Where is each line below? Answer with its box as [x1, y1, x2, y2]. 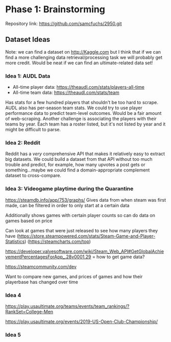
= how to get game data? [92, 254, 145, 260]
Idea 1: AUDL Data [5, 72, 51, 80]
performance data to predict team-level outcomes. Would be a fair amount [5, 110, 162, 116]
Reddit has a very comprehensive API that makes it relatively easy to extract [5, 151, 165, 157]
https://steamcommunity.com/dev [5, 263, 77, 270]
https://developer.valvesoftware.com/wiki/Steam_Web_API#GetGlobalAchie [5, 248, 164, 254]
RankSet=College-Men [5, 308, 54, 314]
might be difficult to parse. [5, 127, 61, 133]
